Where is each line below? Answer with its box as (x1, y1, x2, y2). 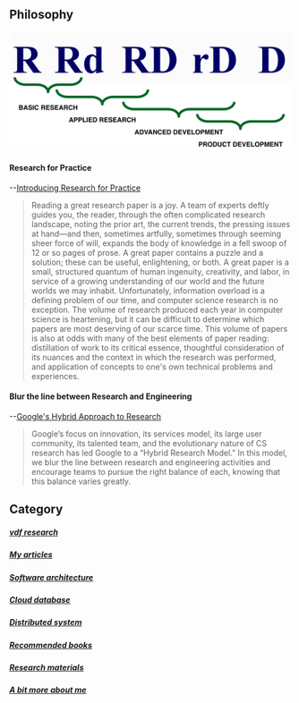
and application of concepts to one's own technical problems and (30, 361, 273, 372)
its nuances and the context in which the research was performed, (30, 351, 277, 362)
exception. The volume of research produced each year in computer (30, 304, 284, 315)
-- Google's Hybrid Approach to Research (9, 411, 161, 421)
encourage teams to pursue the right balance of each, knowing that (30, 466, 280, 477)
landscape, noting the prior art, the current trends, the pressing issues (30, 218, 291, 229)
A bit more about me (9, 684, 87, 696)
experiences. (30, 370, 80, 381)
